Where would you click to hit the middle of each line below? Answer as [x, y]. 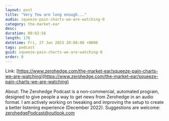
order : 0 [14, 57]
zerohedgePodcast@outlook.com [40, 113]
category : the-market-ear [32, 24]
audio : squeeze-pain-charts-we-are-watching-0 [55, 19]
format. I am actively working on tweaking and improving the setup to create [84, 102]
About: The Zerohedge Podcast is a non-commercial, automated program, [82, 92]
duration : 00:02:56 [26, 33]
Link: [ [12, 71]
